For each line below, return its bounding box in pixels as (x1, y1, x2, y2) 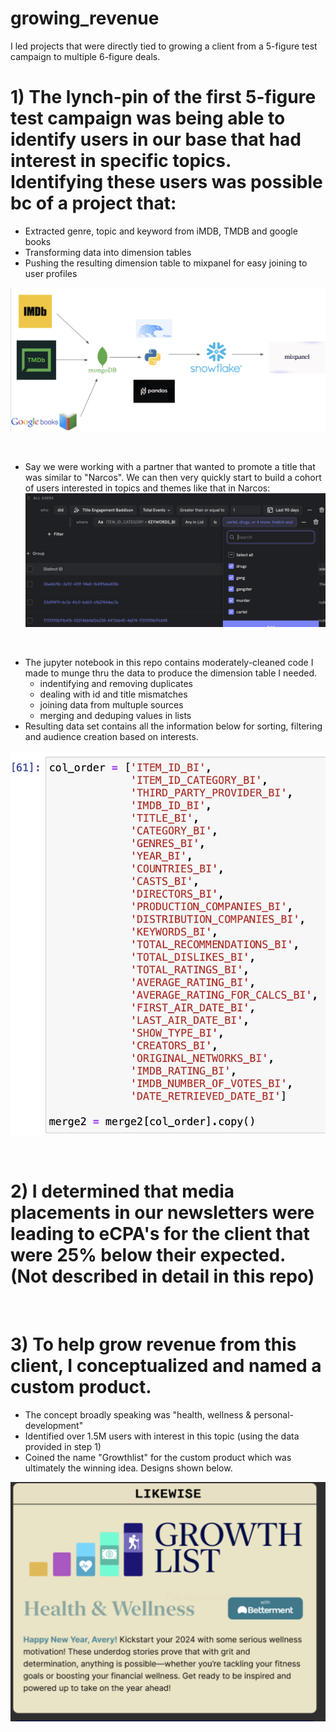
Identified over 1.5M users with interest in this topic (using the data (24, 1430, 300, 1442)
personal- (253, 1408, 294, 1421)
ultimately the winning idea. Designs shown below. (24, 1462, 233, 1474)
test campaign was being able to (10, 107, 286, 130)
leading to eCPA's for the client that (10, 1222, 310, 1245)
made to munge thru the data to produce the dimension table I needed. (24, 667, 317, 679)
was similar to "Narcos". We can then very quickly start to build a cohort (24, 471, 322, 483)
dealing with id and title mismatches (39, 688, 188, 700)
